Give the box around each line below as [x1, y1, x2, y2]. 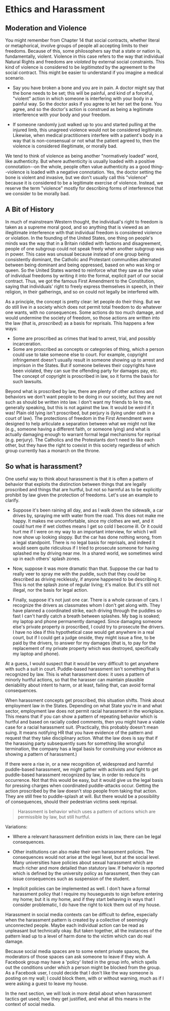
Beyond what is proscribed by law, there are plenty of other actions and [5, 388, 154, 394]
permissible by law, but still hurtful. [17, 814, 91, 820]
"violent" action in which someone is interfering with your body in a [12, 95, 153, 101]
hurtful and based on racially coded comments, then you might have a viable [5, 718, 165, 725]
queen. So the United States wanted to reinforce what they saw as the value [5, 267, 163, 273]
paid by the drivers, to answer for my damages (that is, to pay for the [12, 640, 156, 646]
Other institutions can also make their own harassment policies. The [12, 848, 154, 855]
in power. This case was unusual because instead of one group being [5, 251, 150, 257]
